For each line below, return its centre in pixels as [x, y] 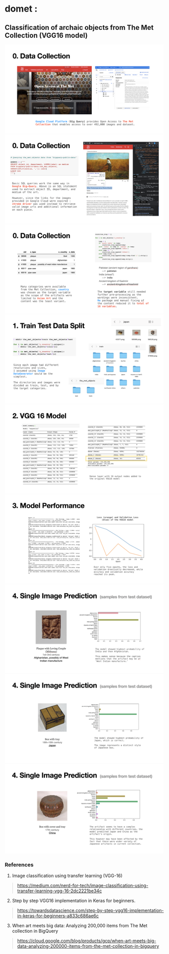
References [19, 865]
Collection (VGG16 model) [46, 35]
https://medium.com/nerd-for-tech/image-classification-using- [82, 886]
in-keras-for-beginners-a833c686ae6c [58, 916]
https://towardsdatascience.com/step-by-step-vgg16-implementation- [90, 911]
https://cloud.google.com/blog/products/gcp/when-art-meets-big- [87, 941]
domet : [21, 9]
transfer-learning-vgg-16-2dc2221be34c [59, 891]
